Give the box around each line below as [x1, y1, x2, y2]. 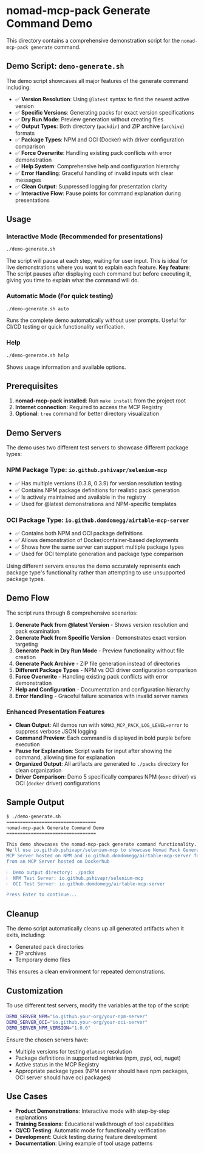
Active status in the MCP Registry [15, 1060, 99, 1068]
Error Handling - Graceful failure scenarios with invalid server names [15, 692, 188, 699]
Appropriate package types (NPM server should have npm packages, [15, 1067, 189, 1074]
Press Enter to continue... [6, 891, 78, 898]
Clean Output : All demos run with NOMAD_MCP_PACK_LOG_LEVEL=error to [15, 721, 189, 729]
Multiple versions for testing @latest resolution [15, 1048, 132, 1055]
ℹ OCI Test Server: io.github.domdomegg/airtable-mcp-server [6, 880, 166, 887]
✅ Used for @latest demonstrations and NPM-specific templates [15, 500, 177, 507]
